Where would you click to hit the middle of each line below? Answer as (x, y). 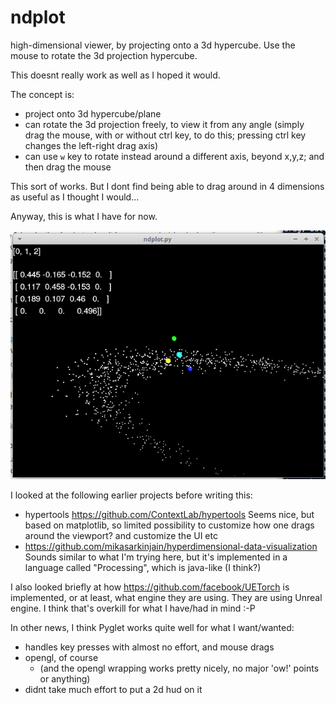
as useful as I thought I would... (75, 197)
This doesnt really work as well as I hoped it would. (115, 75)
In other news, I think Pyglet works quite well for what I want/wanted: (152, 628)
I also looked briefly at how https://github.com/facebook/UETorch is (150, 587)
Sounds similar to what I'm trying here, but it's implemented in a (156, 557)
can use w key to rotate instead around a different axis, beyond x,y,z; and (174, 156)
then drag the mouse (68, 167)
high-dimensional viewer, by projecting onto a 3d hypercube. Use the (153, 45)
